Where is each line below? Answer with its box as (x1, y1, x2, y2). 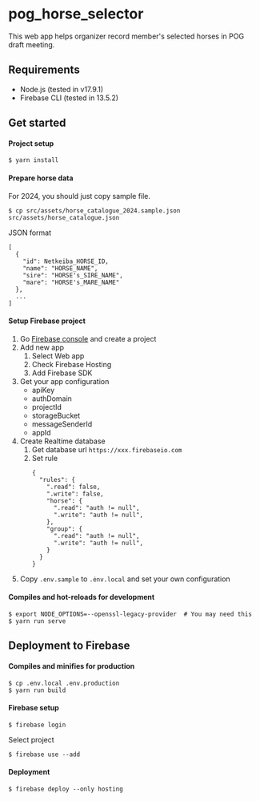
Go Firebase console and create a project (19, 334, 157, 343)
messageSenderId (31, 419, 93, 429)
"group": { (46, 524, 82, 533)
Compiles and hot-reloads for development (8, 593, 155, 602)
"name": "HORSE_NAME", (22, 264, 98, 273)
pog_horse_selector (8, 5, 144, 23)
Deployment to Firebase (8, 639, 130, 653)
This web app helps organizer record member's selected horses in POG (8, 31, 245, 41)
